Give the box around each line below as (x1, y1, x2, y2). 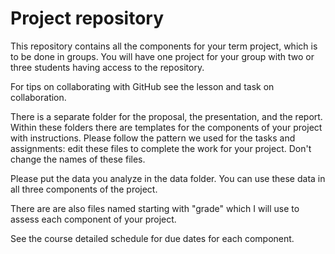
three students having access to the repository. (10, 61, 205, 73)
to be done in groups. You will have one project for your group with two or (10, 50, 315, 62)
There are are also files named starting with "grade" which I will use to (10, 202, 300, 214)
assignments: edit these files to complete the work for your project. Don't (10, 142, 312, 154)
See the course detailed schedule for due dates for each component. (10, 232, 295, 244)
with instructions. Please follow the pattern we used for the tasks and (10, 132, 296, 144)
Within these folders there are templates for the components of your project (10, 121, 323, 133)
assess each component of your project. (10, 213, 177, 225)
